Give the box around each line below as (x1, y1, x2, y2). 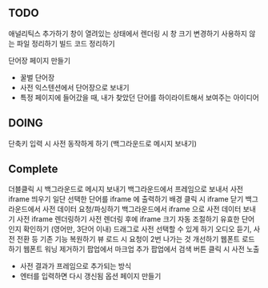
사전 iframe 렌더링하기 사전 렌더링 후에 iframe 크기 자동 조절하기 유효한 (16, 214, 240, 224)
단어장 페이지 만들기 (8, 55, 70, 65)
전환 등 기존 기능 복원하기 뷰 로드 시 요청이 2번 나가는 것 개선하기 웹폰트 (16, 234, 240, 244)
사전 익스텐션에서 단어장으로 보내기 (19, 82, 130, 92)
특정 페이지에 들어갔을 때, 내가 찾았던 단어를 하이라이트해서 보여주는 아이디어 (19, 92, 260, 102)
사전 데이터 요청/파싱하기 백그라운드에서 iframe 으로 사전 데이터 (42, 204, 242, 214)
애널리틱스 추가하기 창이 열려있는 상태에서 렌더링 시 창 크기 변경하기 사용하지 (8, 28, 248, 38)
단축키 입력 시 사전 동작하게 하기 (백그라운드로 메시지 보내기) (8, 138, 198, 148)
